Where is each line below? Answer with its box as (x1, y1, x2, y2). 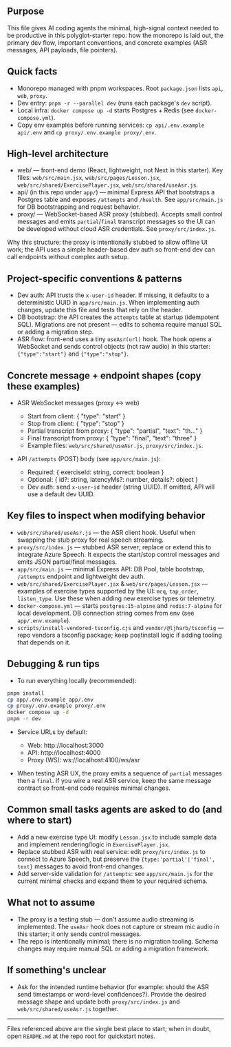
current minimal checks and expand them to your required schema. (16, 877, 208, 885)
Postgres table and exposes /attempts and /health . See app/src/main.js (16, 196, 223, 204)
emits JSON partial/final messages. (16, 558, 118, 566)
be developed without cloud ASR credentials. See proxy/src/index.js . (16, 225, 217, 233)
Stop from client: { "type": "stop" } (27, 420, 125, 428)
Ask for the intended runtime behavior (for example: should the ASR (16, 982, 210, 991)
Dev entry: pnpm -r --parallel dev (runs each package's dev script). (16, 99, 212, 107)
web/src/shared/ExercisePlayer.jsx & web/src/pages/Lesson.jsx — (16, 579, 208, 588)
